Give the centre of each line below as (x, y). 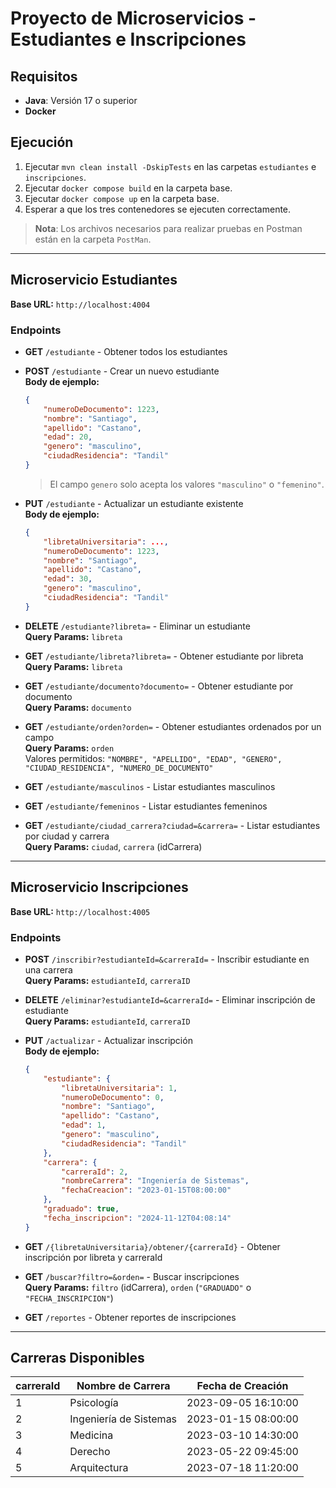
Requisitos (44, 76)
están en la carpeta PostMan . (93, 239)
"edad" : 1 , (84, 1125)
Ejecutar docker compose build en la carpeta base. (128, 188)
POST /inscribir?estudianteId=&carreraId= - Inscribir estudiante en (167, 959)
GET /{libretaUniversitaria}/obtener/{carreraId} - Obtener (152, 1246)
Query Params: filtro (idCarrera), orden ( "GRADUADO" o (138, 1287)
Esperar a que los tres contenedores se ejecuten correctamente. (158, 209)
